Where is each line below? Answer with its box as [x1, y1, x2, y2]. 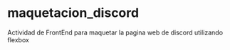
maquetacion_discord [7, 5, 140, 21]
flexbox [7, 35, 30, 44]
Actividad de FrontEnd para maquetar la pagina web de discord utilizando [7, 28, 223, 37]
